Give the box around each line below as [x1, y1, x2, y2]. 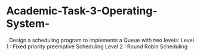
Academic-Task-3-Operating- [6, 4, 158, 18]
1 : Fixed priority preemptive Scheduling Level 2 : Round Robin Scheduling [6, 43, 188, 50]
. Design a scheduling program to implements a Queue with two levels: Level [6, 36, 194, 43]
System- [6, 17, 50, 30]
